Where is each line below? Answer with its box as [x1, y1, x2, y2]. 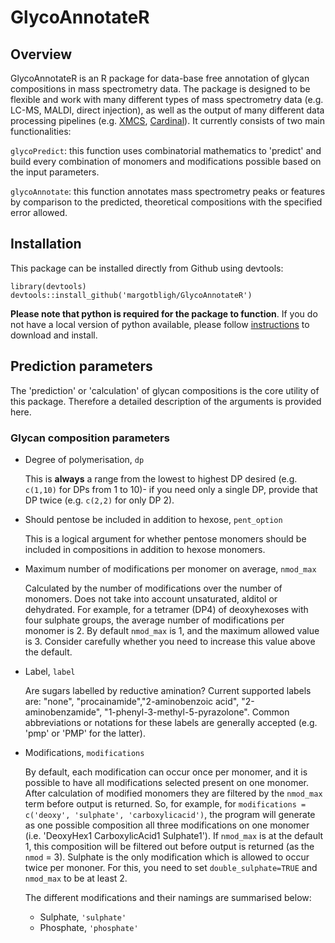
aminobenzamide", [24, 706, 103, 718]
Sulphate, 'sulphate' [39, 911, 127, 923]
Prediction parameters [10, 358, 153, 375]
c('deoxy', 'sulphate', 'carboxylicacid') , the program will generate [24, 808, 316, 820]
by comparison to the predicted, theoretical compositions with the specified [10, 196, 323, 208]
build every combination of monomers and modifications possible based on [10, 156, 322, 167]
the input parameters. [10, 166, 100, 178]
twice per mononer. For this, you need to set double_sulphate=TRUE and [24, 861, 318, 873]
